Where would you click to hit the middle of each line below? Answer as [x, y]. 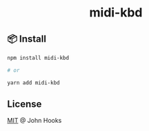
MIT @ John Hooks [34, 121]
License [24, 104]
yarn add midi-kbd [33, 83]
